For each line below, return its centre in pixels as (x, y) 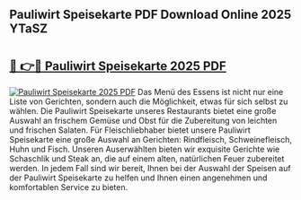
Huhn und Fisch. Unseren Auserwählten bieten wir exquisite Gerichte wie (145, 149)
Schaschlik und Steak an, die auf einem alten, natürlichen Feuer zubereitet (147, 159)
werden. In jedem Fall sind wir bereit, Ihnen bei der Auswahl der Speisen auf (150, 168)
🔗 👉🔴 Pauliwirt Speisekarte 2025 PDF (118, 66)
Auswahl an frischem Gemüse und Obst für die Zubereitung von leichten (143, 121)
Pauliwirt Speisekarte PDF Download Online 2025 (150, 15)
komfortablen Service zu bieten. (69, 187)
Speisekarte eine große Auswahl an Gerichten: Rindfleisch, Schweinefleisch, (151, 139)
